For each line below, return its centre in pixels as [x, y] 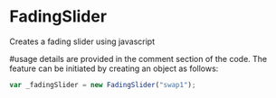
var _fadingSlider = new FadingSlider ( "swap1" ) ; [103, 85]
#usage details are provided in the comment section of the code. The [138, 58]
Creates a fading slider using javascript [82, 41]
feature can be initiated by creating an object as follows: [114, 68]
